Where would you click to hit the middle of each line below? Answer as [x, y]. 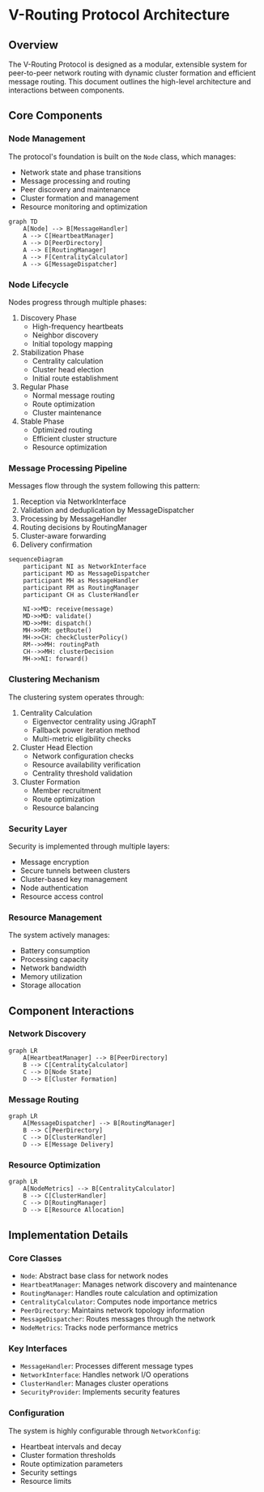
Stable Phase [42, 421]
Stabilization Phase [52, 352]
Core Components [55, 116]
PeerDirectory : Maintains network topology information [112, 1310]
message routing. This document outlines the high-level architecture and [130, 82]
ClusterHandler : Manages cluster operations [94, 1383]
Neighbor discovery [65, 335]
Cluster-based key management [74, 879]
